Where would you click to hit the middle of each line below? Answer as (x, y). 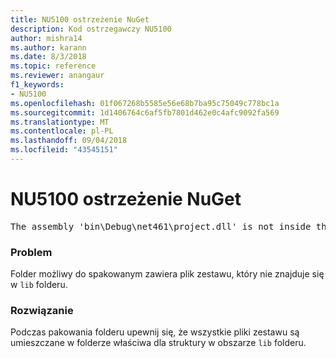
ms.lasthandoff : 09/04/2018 (69, 141)
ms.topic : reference (53, 66)
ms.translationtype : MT (60, 122)
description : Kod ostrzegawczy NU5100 (91, 29)
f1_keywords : (37, 85)
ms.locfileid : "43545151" (64, 150)
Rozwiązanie (42, 311)
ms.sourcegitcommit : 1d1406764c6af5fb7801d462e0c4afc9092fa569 (145, 112)
